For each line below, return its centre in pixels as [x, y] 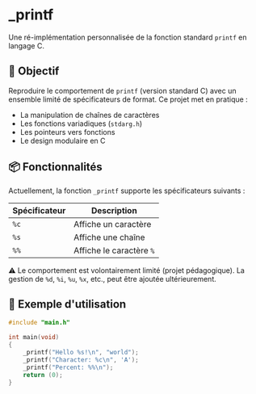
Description [114, 210]
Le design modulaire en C [63, 140]
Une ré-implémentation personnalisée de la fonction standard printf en [128, 37]
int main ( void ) [34, 337]
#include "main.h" [39, 323]
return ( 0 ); [43, 375]
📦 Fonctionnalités [55, 167]
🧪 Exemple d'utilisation [67, 304]
